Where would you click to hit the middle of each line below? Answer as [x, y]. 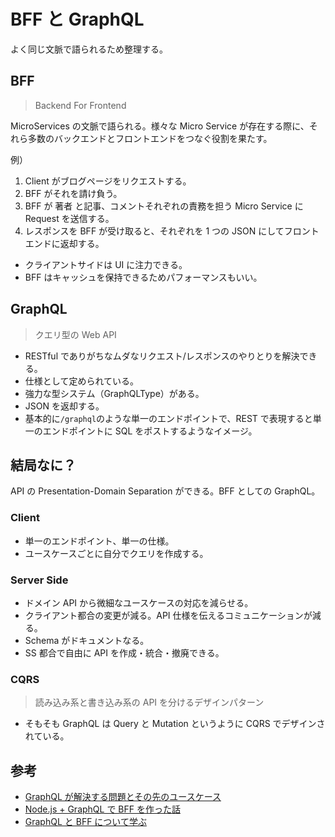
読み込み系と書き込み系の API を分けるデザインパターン [149, 702]
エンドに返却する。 [64, 243]
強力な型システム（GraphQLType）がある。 [114, 393]
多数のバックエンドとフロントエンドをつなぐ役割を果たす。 [150, 138]
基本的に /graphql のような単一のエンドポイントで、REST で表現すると [168, 418]
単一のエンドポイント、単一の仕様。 [99, 541]
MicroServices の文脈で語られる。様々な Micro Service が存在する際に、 [160, 126]
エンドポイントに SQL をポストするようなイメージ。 [150, 431]
